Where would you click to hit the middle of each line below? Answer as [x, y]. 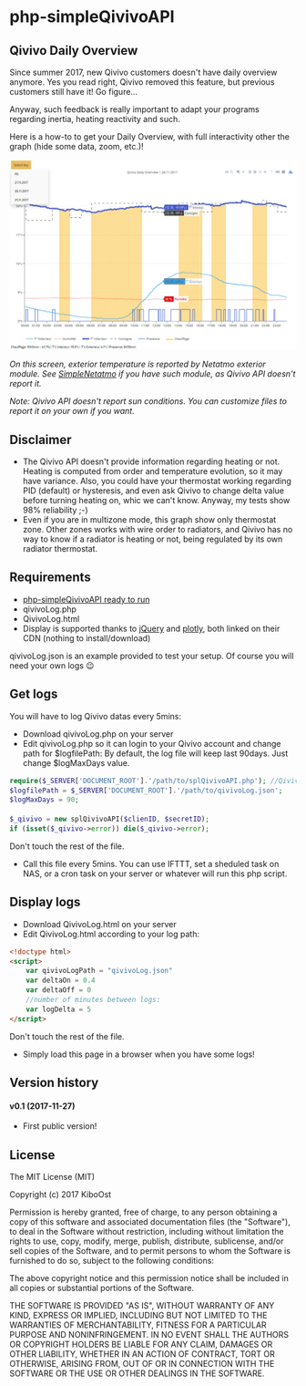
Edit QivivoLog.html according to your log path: [111, 934]
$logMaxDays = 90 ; [44, 800]
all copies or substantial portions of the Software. [102, 1288]
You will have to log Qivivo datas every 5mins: [96, 716]
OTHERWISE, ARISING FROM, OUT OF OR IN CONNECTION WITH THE [142, 1364]
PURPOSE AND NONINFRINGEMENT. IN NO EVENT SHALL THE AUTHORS [149, 1335]
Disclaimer [41, 440]
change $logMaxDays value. [76, 762]
